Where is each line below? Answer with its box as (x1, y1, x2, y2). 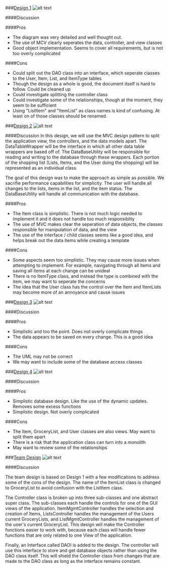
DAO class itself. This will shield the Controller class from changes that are (5, 553, 160, 559)
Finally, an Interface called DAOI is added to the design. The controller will (5, 542, 159, 548)
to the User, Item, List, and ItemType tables (12, 75, 102, 81)
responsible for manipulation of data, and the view (12, 227, 117, 232)
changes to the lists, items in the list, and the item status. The (5, 185, 133, 191)
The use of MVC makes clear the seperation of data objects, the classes (12, 221, 163, 227)
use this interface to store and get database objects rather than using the (5, 547, 157, 553)
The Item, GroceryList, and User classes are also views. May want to (12, 428, 155, 434)
